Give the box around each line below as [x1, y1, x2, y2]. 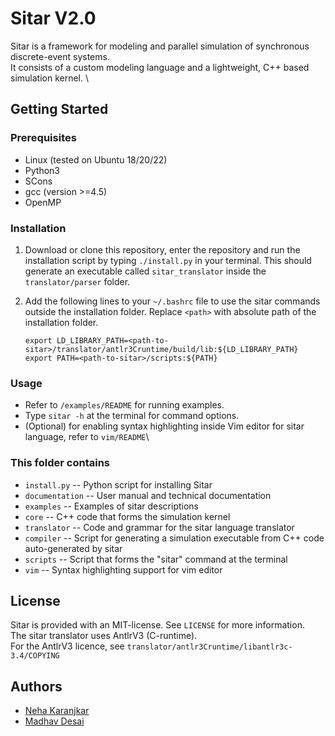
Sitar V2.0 [10, 7, 97, 30]
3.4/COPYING [10, 651, 60, 661]
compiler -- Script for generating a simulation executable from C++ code [24, 532, 325, 544]
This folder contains [10, 456, 110, 470]
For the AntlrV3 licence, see [10, 640, 125, 652]
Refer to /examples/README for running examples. [24, 399, 225, 411]
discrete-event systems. [10, 50, 110, 62]
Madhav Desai [24, 715, 85, 727]
